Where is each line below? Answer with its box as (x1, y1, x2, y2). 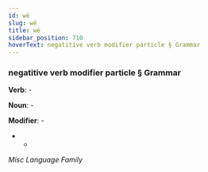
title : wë (8, 26, 41, 34)
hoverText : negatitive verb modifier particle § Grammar (8, 41, 201, 49)
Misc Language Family (8, 155, 83, 165)
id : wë (8, 11, 30, 20)
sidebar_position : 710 (8, 33, 83, 42)
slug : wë (8, 19, 37, 27)
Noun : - (8, 101, 34, 110)
